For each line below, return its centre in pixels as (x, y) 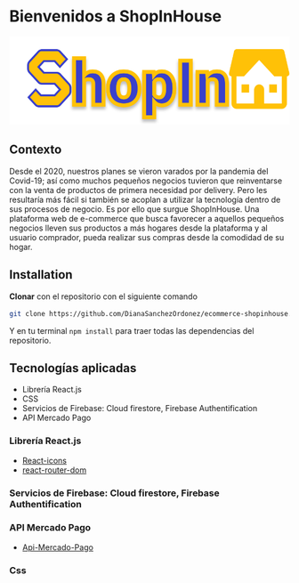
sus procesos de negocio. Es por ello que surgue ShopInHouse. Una (134, 209)
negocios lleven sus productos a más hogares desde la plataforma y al (139, 228)
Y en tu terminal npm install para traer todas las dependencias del (132, 330)
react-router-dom (54, 470)
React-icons (44, 460)
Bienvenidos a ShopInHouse (116, 16)
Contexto (36, 150)
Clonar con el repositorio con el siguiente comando (104, 296)
